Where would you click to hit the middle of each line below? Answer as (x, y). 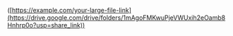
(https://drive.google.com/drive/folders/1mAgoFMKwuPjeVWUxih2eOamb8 (116, 18)
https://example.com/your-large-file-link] (72, 10)
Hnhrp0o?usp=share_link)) (46, 25)
